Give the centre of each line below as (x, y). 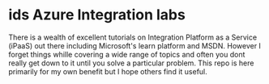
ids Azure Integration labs (97, 15)
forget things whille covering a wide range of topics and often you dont (127, 54)
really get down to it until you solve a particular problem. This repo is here (131, 63)
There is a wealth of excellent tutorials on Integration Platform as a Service (133, 37)
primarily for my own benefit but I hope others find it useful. (108, 71)
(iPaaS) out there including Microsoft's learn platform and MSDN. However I (135, 45)
